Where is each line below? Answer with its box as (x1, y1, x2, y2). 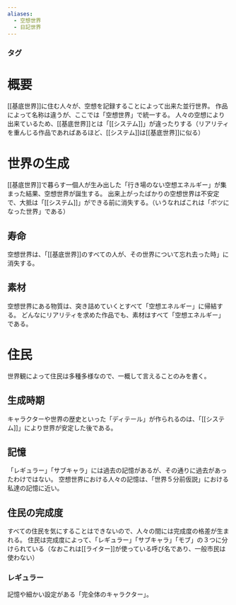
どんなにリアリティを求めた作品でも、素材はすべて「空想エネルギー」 (20, 310, 225, 319)
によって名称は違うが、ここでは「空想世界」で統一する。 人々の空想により (7, 111, 225, 119)
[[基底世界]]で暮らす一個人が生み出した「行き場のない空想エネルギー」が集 (7, 181, 228, 189)
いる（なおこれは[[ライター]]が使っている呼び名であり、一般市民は (31, 545, 226, 553)
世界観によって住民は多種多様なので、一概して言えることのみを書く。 (7, 371, 211, 380)
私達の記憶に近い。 (7, 484, 64, 492)
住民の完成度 (7, 507, 64, 519)
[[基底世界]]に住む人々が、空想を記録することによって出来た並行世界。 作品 (7, 102, 228, 111)
